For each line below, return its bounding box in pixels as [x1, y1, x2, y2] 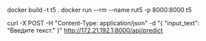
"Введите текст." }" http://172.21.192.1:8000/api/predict [7, 27, 163, 34]
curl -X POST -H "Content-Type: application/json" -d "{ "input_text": [7, 19, 200, 27]
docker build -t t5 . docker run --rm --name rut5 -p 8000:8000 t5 [7, 6, 192, 14]
